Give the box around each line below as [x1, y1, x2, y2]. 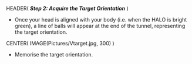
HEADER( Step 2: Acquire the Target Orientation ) [6, 5, 129, 12]
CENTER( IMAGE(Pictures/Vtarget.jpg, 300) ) [6, 40, 114, 47]
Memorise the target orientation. [14, 51, 93, 58]
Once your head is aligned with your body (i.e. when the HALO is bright [14, 16, 187, 23]
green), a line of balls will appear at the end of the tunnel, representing [14, 23, 186, 29]
